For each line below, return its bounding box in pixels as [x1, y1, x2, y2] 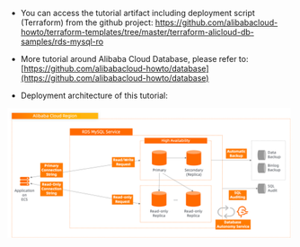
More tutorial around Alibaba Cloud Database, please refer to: [20, 54, 249, 64]
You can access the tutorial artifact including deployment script [20, 8, 256, 18]
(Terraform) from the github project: [20, 17, 154, 28]
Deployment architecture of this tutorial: [20, 90, 169, 101]
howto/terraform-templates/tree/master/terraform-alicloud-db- [20, 27, 254, 37]
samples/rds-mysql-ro [20, 36, 104, 47]
